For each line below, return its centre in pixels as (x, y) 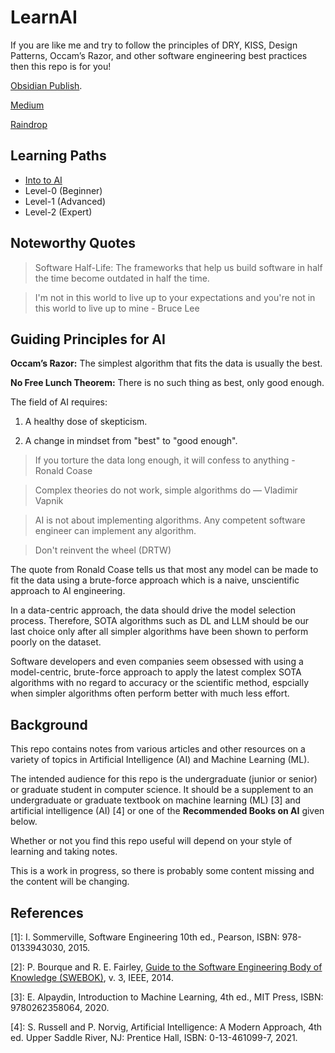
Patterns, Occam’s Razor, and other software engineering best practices (159, 55)
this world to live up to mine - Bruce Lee (117, 308)
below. (24, 822)
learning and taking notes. (64, 852)
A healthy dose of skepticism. (86, 422)
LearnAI (44, 17)
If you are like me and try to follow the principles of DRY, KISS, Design (154, 45)
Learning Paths (58, 156)
